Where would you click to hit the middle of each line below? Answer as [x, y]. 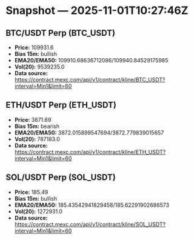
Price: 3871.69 [33, 119]
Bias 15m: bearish [37, 126]
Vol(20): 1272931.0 [38, 211]
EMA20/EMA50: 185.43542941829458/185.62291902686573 [92, 205]
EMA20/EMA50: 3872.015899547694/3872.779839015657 [89, 132]
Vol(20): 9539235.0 [39, 67]
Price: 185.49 [31, 192]
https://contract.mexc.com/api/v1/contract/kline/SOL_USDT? [90, 224]
